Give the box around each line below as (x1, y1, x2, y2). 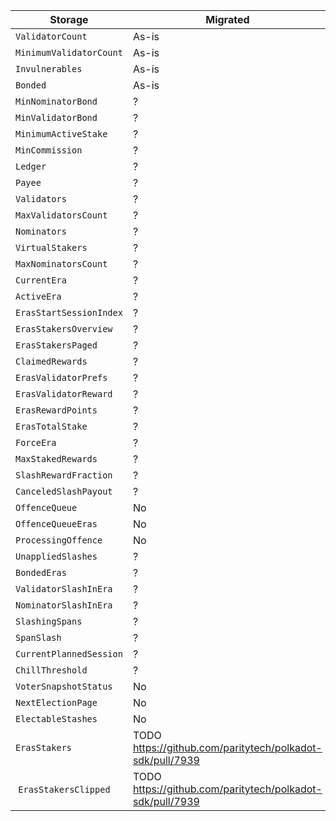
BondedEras (15, 567, 67, 578)
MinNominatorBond (15, 96, 98, 107)
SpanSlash (15, 632, 62, 643)
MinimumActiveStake (15, 129, 108, 139)
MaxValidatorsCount (15, 210, 108, 221)
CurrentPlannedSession (15, 649, 123, 659)
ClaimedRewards (15, 356, 88, 367)
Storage (49, 13, 89, 26)
